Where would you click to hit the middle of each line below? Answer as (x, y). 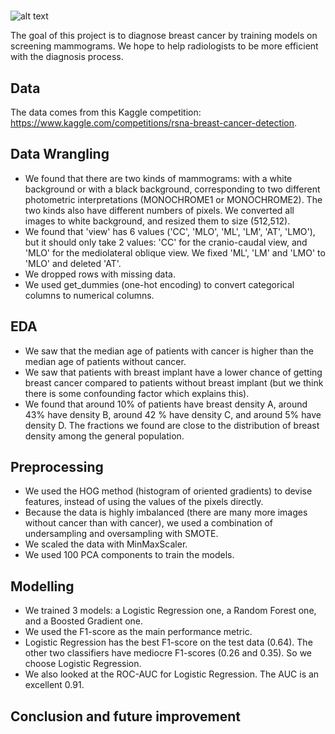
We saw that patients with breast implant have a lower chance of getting (173, 372)
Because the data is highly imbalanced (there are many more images (166, 512)
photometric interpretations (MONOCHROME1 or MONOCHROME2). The (173, 199)
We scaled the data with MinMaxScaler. (106, 544)
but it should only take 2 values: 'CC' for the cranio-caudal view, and (166, 242)
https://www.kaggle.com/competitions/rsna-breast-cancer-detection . (154, 123)
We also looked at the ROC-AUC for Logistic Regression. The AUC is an (172, 674)
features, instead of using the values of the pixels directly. (144, 502)
